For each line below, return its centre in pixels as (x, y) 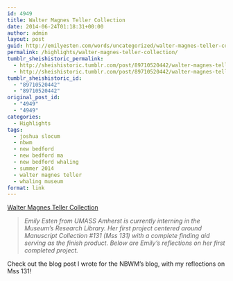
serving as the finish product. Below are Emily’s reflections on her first (124, 243)
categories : (24, 117)
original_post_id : (34, 98)
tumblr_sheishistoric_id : (44, 78)
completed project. (51, 250)
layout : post (26, 40)
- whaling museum (38, 181)
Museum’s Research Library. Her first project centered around (113, 228)
